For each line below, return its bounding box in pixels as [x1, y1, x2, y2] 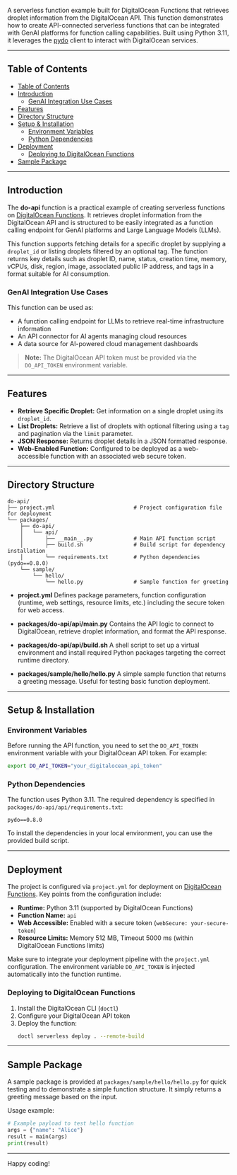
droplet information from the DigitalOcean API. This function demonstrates [7, 13, 224, 22]
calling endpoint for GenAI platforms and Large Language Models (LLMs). [7, 226, 221, 234]
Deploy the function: [17, 1019, 78, 1027]
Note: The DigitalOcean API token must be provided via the [24, 353, 197, 362]
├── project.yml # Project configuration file [7, 504, 222, 511]
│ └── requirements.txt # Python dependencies [20, 554, 200, 561]
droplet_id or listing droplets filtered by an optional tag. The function [7, 247, 208, 256]
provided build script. [7, 837, 69, 845]
